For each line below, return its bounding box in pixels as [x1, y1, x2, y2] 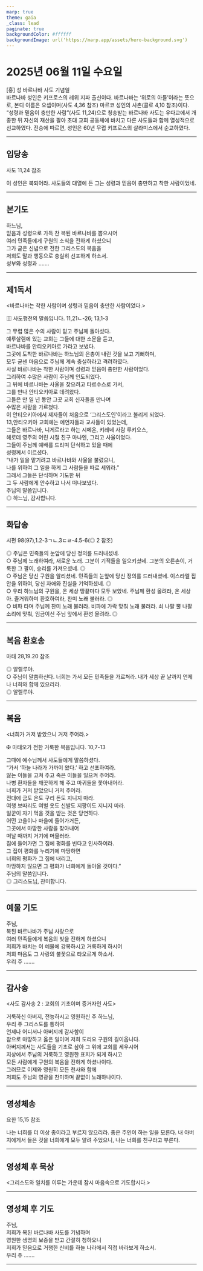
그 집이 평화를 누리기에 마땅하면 [6, 847, 81, 855]
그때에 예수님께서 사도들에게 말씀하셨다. [6, 756, 100, 764]
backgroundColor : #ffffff [6, 32, 71, 38]
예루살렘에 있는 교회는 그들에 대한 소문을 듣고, [6, 335, 115, 342]
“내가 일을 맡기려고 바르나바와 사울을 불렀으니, [6, 456, 115, 464]
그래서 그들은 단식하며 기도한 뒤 [6, 472, 81, 479]
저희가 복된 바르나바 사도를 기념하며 [6, 1229, 91, 1236]
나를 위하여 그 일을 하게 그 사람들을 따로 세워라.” [6, 464, 120, 472]
